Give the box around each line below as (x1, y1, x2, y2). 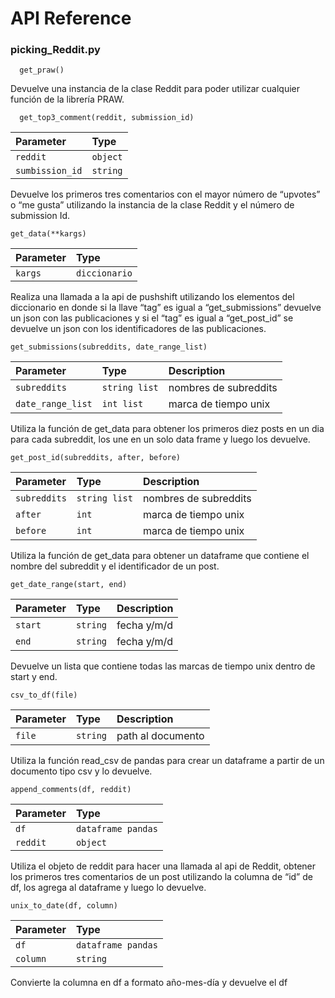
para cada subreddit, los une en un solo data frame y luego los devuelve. (10, 433, 311, 446)
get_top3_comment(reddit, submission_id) (19, 113, 195, 123)
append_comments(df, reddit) (10, 785, 132, 795)
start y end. (10, 671, 58, 683)
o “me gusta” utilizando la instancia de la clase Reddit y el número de (10, 199, 295, 211)
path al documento (116, 729, 205, 743)
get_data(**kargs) (10, 229, 87, 239)
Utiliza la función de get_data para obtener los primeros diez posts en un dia (10, 423, 325, 435)
